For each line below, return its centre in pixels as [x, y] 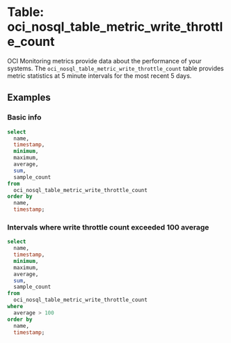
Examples [29, 98]
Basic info [24, 118]
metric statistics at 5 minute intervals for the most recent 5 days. [99, 75]
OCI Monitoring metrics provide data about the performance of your [104, 61]
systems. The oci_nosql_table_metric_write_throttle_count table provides [115, 68]
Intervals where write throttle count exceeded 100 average [108, 227]
